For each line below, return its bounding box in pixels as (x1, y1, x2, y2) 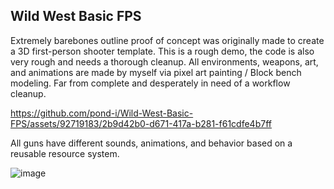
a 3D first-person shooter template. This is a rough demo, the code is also (10, 45, 315, 57)
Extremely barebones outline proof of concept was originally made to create (10, 34, 325, 46)
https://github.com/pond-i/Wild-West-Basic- (10, 107, 194, 119)
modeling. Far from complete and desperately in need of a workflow (10, 77, 291, 89)
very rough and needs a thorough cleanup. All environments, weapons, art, (10, 55, 319, 68)
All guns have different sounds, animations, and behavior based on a (10, 137, 293, 149)
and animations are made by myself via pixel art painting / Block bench (10, 66, 302, 78)
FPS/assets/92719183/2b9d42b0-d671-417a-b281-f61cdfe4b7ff (10, 117, 272, 129)
